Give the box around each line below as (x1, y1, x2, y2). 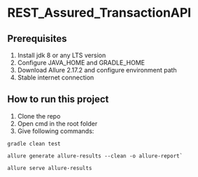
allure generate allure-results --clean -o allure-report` (7, 152, 183, 160)
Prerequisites (7, 33, 67, 45)
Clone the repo (17, 111, 61, 120)
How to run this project (7, 93, 109, 105)
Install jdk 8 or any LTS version (17, 51, 106, 59)
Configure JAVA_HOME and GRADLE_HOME (17, 59, 146, 67)
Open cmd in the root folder (17, 119, 98, 128)
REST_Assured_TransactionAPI (7, 5, 192, 21)
